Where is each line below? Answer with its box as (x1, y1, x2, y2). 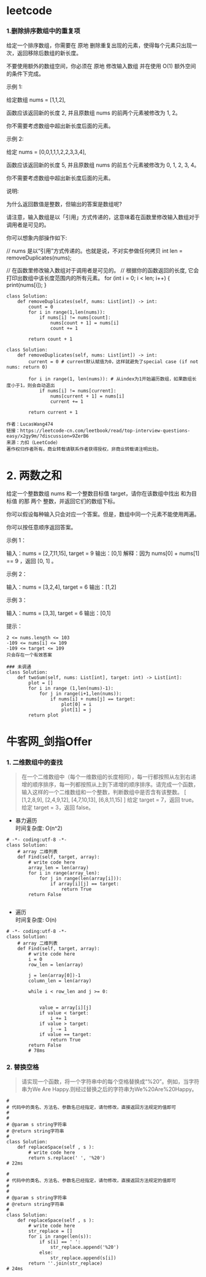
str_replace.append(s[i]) (50, 1255, 116, 1261)
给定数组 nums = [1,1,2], (6, 96, 66, 104)
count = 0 (28, 304, 53, 310)
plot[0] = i (61, 702, 92, 708)
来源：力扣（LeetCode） (6, 440, 61, 446)
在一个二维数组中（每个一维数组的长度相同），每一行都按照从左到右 (21, 773, 191, 780)
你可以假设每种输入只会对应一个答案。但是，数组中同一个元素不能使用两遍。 (6, 510, 200, 518)
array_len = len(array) (28, 864, 89, 871)
